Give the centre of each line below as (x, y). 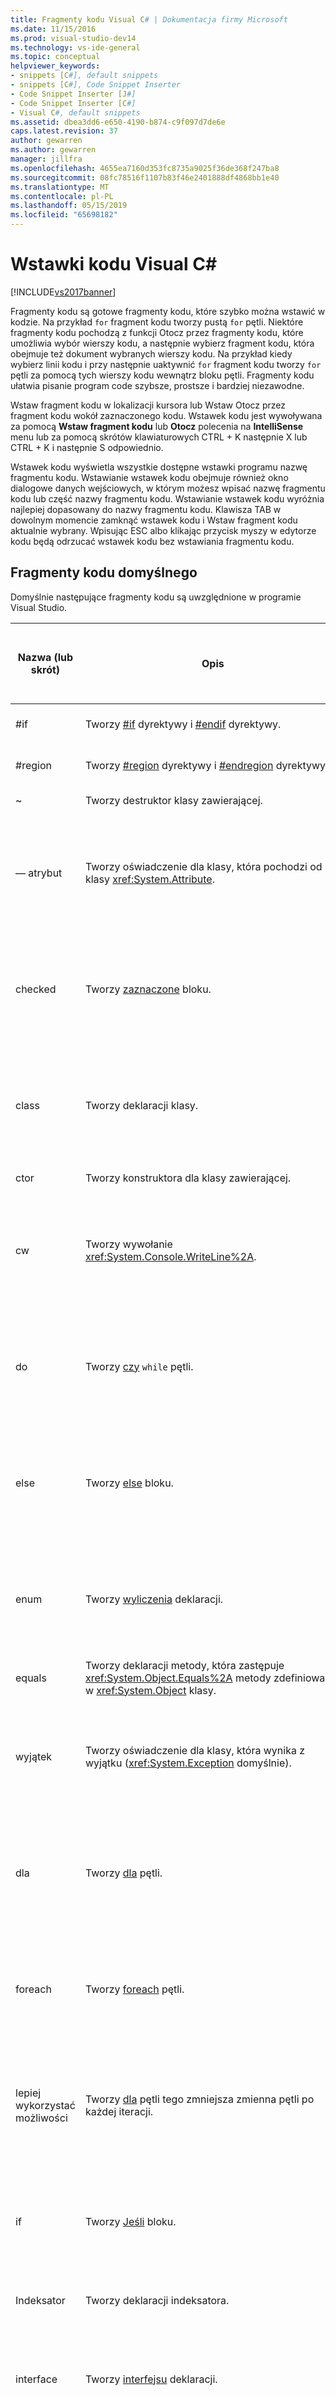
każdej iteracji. (119, 2111)
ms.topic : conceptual (55, 57)
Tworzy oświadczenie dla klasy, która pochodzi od (203, 866)
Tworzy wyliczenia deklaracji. (154, 1599)
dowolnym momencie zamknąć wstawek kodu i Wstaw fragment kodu (154, 520)
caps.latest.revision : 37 (64, 131)
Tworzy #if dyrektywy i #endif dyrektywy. (183, 724)
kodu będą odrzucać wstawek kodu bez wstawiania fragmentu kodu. (152, 541)
